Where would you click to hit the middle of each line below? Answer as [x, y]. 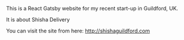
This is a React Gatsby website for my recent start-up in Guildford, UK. [92, 8]
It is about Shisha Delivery [38, 19]
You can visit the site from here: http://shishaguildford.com [78, 31]
